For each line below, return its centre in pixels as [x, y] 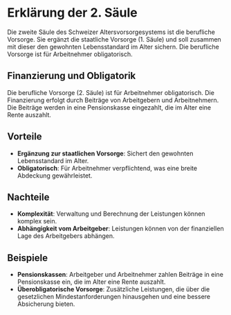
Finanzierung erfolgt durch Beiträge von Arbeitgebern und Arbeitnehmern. [113, 100]
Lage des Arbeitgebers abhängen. [66, 236]
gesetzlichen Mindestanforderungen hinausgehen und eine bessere [114, 297]
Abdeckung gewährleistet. [55, 176]
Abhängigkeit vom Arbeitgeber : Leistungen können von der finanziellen [120, 229]
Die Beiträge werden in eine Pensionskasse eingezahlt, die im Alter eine [109, 107]
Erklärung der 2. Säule [72, 13]
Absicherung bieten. [46, 304]
